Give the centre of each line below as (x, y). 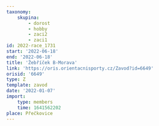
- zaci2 (38, 35)
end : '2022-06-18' (30, 57)
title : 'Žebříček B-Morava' (42, 62)
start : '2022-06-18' (33, 51)
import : (16, 96)
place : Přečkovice (30, 113)
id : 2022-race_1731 (31, 46)
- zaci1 (38, 40)
